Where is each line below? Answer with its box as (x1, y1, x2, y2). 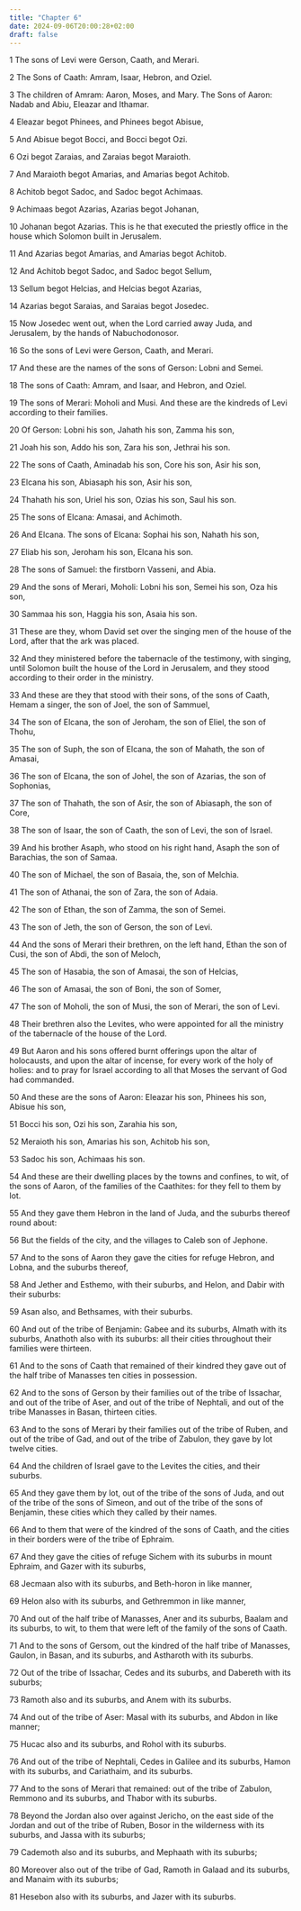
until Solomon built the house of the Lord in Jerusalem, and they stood (9, 663, 270, 674)
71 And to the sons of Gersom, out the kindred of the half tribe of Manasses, (9, 1641, 290, 1652)
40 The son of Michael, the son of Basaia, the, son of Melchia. (9, 869, 240, 880)
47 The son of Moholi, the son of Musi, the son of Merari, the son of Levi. (9, 1001, 280, 1012)
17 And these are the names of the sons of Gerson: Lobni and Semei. (9, 362, 263, 374)
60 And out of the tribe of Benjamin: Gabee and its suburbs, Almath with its (9, 1324, 288, 1334)
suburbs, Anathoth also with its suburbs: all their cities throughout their (9, 1333, 272, 1344)
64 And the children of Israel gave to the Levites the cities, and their (9, 1461, 261, 1471)
